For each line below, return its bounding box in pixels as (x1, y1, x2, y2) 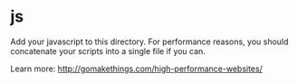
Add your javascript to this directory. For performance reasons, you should (10, 36, 289, 47)
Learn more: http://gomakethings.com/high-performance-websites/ (10, 63, 263, 74)
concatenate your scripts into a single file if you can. (10, 45, 206, 56)
